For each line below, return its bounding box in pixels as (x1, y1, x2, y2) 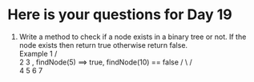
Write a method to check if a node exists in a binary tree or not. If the (18, 32, 247, 41)
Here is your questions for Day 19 (7, 6, 233, 24)
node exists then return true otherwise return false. (18, 40, 188, 49)
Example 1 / (18, 49, 58, 58)
